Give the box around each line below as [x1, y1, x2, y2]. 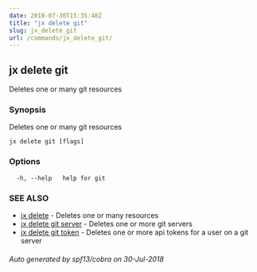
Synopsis [9, 104, 46, 115]
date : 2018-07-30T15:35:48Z [9, 11, 103, 20]
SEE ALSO [9, 192, 49, 204]
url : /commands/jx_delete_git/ [9, 33, 113, 42]
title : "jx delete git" [9, 19, 88, 27]
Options [9, 156, 41, 167]
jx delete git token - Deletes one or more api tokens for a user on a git [20, 227, 249, 237]
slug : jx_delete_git [9, 26, 78, 34]
